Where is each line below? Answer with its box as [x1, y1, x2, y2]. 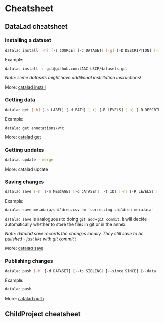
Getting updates [5, 146, 44, 153]
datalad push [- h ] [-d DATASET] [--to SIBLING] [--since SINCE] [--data [5, 268, 156, 273]
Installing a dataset [5, 37, 51, 44]
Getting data [5, 96, 36, 103]
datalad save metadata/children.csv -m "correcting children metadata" [5, 208, 154, 212]
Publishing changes [5, 258, 53, 265]
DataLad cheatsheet [5, 22, 68, 31]
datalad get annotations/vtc [5, 125, 64, 131]
